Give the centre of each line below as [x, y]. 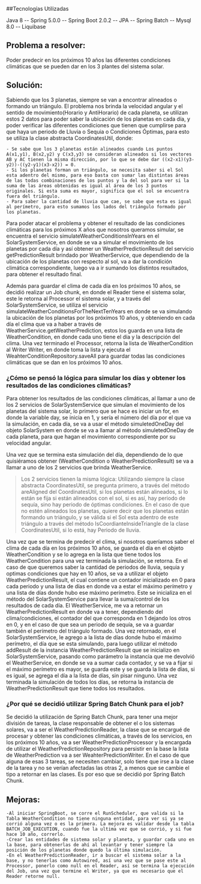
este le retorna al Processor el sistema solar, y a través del [78, 298]
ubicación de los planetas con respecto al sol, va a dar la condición [89, 261]
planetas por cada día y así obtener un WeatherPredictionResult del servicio [100, 248]
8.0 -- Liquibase [26, 27]
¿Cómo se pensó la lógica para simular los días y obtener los [96, 377]
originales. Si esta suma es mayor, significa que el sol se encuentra [97, 191]
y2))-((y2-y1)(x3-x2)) [34, 164]
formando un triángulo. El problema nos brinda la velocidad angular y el [94, 106]
